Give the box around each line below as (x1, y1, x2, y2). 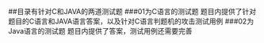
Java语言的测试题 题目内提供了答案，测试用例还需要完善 (8, 27, 193, 35)
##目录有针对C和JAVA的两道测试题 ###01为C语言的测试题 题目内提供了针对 (8, 7, 256, 16)
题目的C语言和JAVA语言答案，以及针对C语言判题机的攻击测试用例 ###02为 (8, 16, 254, 26)
